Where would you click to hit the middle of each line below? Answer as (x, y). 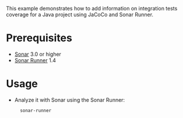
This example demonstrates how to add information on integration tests (92, 8)
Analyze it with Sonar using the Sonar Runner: (70, 100)
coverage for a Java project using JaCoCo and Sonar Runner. (80, 15)
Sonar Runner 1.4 (35, 60)
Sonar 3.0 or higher (38, 54)
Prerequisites (39, 38)
